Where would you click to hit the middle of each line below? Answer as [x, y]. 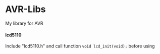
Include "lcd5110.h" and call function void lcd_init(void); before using [80, 46]
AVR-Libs [25, 9]
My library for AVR [24, 23]
